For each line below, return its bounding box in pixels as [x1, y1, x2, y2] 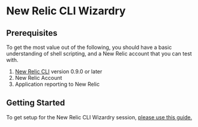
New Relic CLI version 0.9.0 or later [14, 68, 103, 75]
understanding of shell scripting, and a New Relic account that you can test [6, 50, 192, 57]
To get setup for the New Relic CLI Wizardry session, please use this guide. [6, 113, 193, 120]
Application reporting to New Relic [14, 80, 100, 88]
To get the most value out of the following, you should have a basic [6, 44, 172, 51]
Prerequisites [6, 28, 58, 38]
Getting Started [6, 98, 65, 108]
